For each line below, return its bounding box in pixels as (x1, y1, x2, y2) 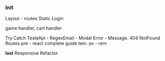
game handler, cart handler (5, 25, 62, 31)
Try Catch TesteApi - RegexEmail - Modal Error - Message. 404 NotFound (5, 35, 160, 41)
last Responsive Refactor (5, 50, 58, 56)
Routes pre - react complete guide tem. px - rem (5, 40, 107, 46)
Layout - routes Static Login (5, 16, 64, 22)
